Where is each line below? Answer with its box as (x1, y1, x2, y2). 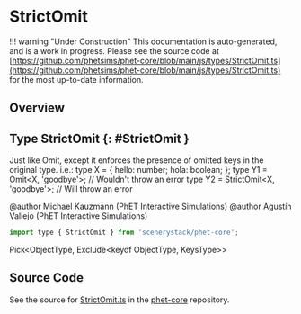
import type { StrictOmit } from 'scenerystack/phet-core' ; (9, 228, 240, 238)
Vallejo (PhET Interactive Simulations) (9, 211, 148, 221)
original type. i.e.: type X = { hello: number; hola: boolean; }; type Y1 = (9, 165, 268, 175)
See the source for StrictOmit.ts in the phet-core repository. (9, 294, 230, 305)
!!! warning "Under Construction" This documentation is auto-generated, (9, 36, 278, 47)
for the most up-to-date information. (9, 74, 144, 85)
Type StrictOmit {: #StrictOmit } (9, 130, 190, 146)
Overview (9, 101, 66, 116)
